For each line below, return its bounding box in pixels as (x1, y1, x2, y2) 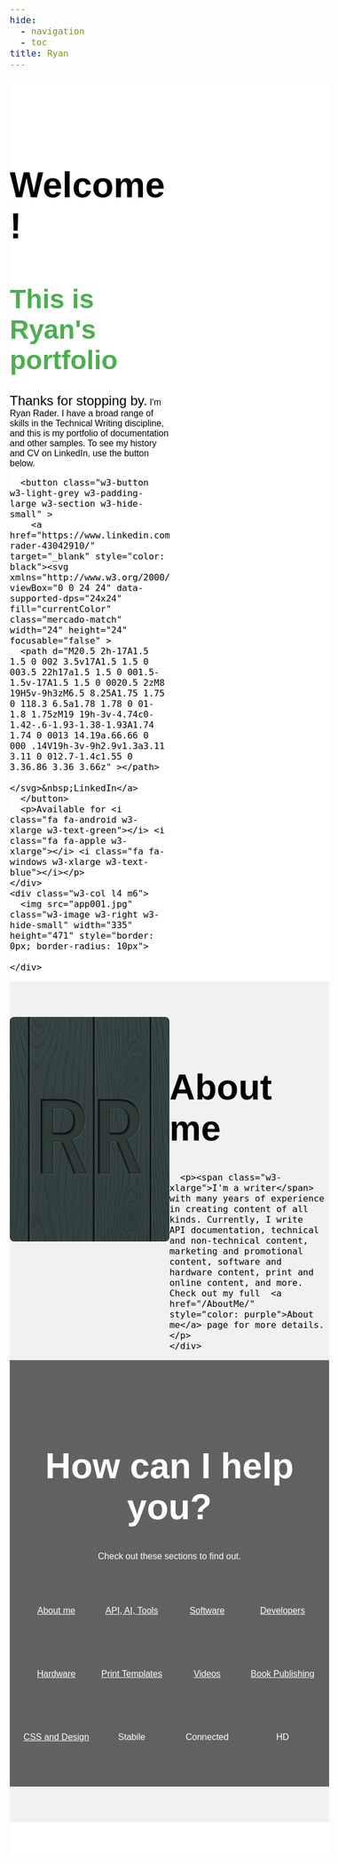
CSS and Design (23, 1731, 90, 1742)
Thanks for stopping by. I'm (10, 392, 161, 408)
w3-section (41, 498, 96, 509)
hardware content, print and (169, 1267, 315, 1279)
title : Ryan (10, 48, 69, 59)
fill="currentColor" (10, 602, 112, 615)
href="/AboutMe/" (169, 1298, 255, 1310)
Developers (259, 1605, 306, 1616)
